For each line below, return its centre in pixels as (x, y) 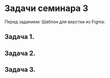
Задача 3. (20, 70)
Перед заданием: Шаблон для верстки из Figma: (55, 22)
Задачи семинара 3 (46, 8)
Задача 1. (19, 37)
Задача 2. (20, 53)
